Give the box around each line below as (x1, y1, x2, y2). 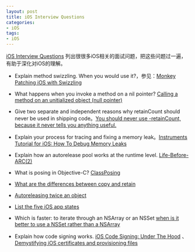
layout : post (6, 8, 38, 15)
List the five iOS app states (14, 203, 80, 210)
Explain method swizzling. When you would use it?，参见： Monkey (14, 73, 176, 79)
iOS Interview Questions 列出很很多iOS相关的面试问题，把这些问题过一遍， (6, 53, 187, 59)
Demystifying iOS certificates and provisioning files (14, 240, 138, 246)
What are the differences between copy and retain (14, 181, 136, 188)
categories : (6, 19, 35, 25)
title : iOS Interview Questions (6, 14, 85, 20)
